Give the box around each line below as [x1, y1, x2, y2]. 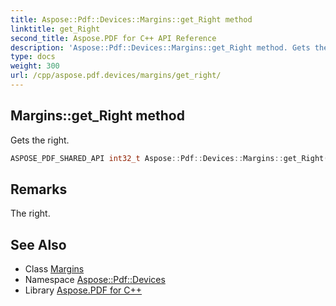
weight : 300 [10, 61, 60, 71]
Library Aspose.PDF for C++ [24, 284, 143, 296]
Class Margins [24, 263, 85, 275]
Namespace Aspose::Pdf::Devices [24, 274, 166, 286]
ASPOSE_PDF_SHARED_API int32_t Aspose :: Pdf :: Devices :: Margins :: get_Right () [10, 153, 333, 163]
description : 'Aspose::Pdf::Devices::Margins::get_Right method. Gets [10, 42, 311, 53]
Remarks [10, 181, 68, 198]
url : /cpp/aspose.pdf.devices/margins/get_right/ [10, 71, 222, 81]
